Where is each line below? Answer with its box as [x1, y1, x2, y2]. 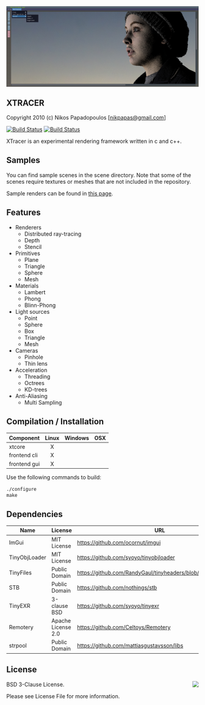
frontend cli [9, 452, 38, 459]
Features [6, 208, 41, 218]
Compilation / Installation [6, 416, 104, 427]
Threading [24, 372, 51, 380]
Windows [64, 434, 90, 441]
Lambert [24, 288, 46, 295]
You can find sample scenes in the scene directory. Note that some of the [6, 171, 192, 179]
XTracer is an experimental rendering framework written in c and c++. [6, 137, 182, 145]
